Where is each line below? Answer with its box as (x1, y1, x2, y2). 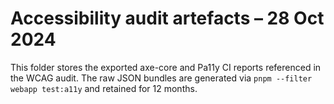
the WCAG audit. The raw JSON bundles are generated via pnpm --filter (10, 72, 313, 84)
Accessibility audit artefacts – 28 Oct (10, 7, 325, 30)
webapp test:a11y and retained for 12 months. (10, 82, 198, 94)
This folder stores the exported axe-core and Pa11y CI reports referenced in (10, 61, 322, 73)
